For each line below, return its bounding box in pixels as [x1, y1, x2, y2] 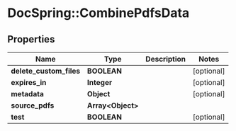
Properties [7, 33, 55, 45]
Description [145, 55, 186, 64]
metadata [11, 89, 44, 98]
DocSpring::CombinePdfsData [7, 5, 190, 21]
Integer [87, 78, 112, 87]
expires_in [11, 78, 47, 87]
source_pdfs [11, 101, 55, 110]
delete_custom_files [11, 66, 81, 76]
